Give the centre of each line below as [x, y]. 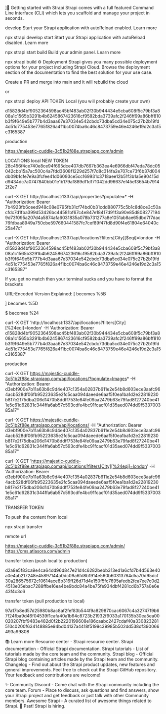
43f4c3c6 [15, 591]
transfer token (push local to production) [46, 561]
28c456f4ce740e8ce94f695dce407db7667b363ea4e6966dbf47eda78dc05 [83, 166]
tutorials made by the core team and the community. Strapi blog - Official [80, 654]
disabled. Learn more [27, 43]
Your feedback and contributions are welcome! [53, 675]
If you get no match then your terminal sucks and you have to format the [79, 279]
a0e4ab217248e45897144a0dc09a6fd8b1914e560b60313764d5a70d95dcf [82, 576]
